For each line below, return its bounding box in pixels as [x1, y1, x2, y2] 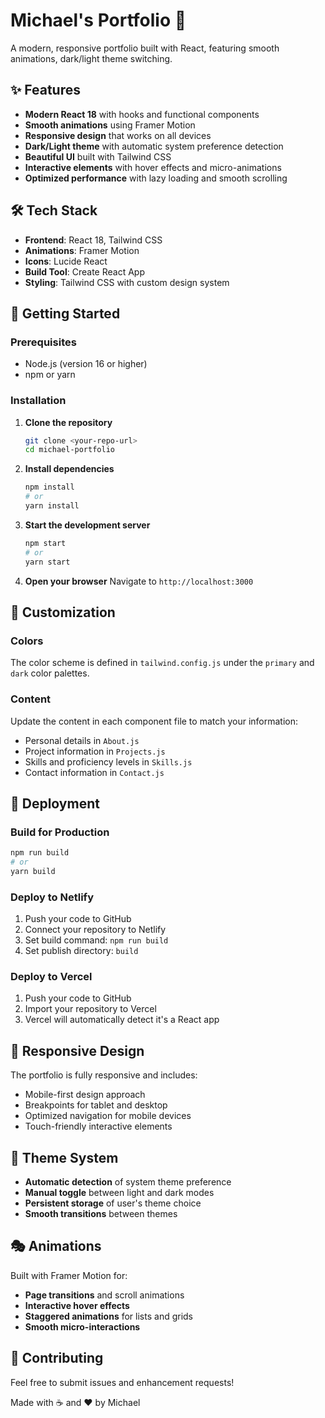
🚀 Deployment [10, 795, 100, 812]
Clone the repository [24, 416, 113, 428]
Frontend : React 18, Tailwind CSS [24, 234, 163, 246]
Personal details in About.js [24, 734, 140, 746]
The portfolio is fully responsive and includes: [10, 1069, 198, 1081]
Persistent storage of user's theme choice [24, 1197, 202, 1209]
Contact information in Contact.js [24, 766, 165, 778]
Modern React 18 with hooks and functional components [24, 108, 260, 120]
